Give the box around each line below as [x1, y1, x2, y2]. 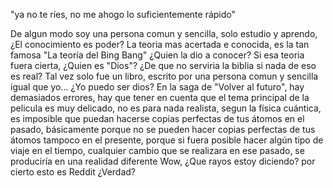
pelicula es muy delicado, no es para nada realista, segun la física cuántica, [10, 102, 322, 114]
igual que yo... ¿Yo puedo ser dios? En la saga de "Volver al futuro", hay [10, 81, 305, 93]
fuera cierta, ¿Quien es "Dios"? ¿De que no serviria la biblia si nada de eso [10, 60, 317, 71]
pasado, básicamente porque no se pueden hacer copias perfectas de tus [10, 124, 316, 135]
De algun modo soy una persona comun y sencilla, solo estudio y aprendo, [10, 28, 318, 39]
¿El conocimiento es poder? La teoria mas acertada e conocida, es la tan [10, 39, 310, 50]
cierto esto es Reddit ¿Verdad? [10, 166, 137, 178]
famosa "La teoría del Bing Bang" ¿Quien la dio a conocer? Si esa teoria [10, 49, 305, 61]
